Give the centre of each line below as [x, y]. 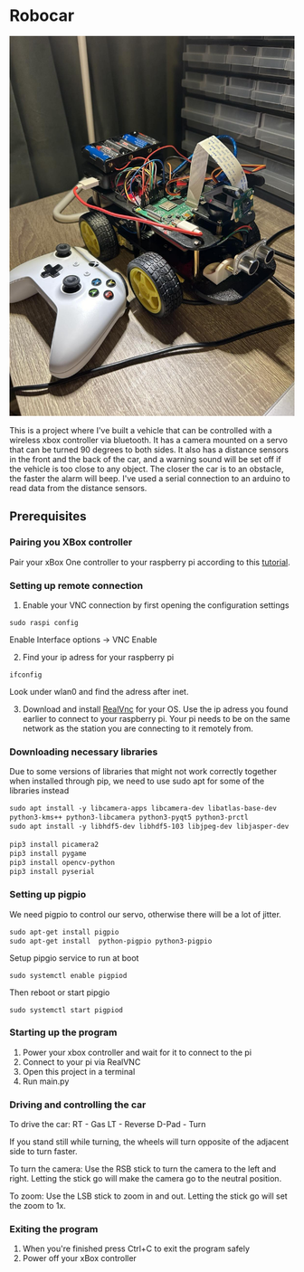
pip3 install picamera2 [54, 845]
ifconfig [26, 675]
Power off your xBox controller [80, 1258]
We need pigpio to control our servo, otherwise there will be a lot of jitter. [146, 914]
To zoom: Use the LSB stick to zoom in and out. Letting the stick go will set [148, 1196]
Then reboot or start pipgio [60, 992]
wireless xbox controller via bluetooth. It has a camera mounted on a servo [148, 440]
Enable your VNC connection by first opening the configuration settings [156, 605]
